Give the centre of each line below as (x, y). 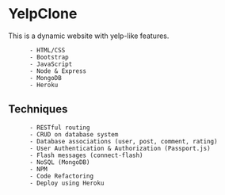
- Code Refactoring (61, 176)
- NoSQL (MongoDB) (59, 162)
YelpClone (43, 14)
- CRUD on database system (74, 134)
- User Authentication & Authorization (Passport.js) (120, 148)
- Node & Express (58, 71)
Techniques (38, 109)
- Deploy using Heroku (67, 183)
